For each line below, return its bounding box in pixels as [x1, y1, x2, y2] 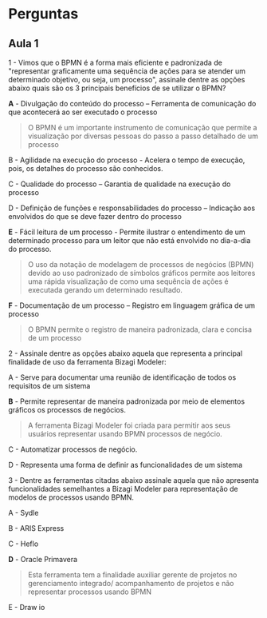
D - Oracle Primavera [8, 555, 78, 564]
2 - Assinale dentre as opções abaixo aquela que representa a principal [8, 349, 243, 358]
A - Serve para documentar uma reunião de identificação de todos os [8, 373, 237, 382]
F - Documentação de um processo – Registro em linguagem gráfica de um [8, 301, 256, 310]
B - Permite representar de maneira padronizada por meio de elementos [8, 397, 245, 406]
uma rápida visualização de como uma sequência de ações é [27, 277, 229, 286]
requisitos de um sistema [8, 381, 91, 390]
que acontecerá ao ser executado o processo [8, 107, 158, 117]
